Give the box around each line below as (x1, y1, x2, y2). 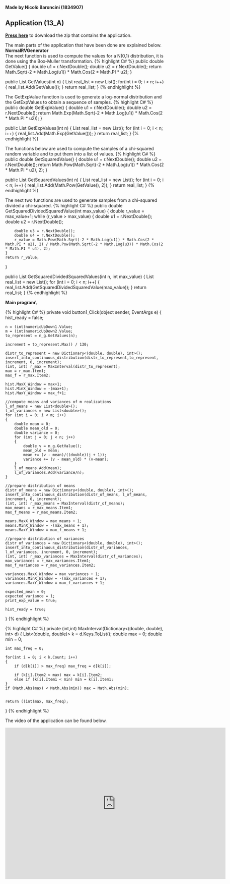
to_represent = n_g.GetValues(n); (5, 333, 78, 338)
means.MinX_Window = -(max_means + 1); (5, 523, 89, 528)
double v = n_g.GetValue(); (23, 444, 82, 449)
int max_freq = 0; (5, 646, 44, 651)
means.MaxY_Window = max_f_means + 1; (5, 527, 87, 532)
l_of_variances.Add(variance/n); (14, 470, 85, 475)
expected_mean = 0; (5, 589, 46, 594)
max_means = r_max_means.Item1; (5, 505, 73, 510)
